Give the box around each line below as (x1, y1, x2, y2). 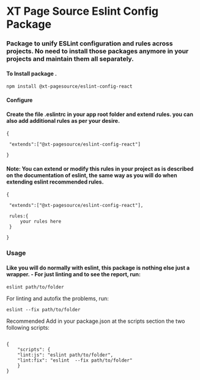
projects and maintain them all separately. (6, 55, 134, 63)
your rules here (20, 219, 62, 225)
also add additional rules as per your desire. (6, 117, 120, 124)
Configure (6, 96, 33, 104)
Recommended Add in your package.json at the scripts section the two (6, 317, 185, 325)
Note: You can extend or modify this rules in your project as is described (6, 165, 194, 173)
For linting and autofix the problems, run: (6, 295, 109, 302)
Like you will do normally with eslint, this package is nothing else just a (6, 264, 190, 271)
